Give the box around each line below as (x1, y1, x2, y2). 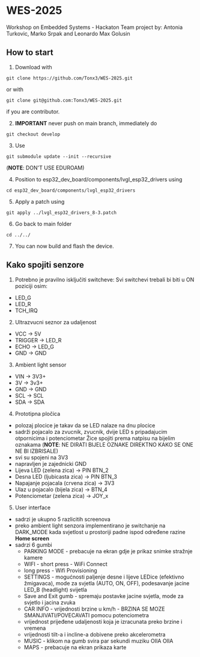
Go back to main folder (14, 220, 72, 227)
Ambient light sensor (14, 361, 67, 368)
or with (6, 86, 24, 93)
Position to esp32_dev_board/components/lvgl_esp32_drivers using (14, 175, 183, 183)
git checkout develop (6, 131, 61, 137)
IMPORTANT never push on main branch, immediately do (14, 119, 157, 127)
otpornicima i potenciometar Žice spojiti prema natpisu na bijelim (14, 435, 175, 442)
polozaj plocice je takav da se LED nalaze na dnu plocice (14, 421, 156, 429)
